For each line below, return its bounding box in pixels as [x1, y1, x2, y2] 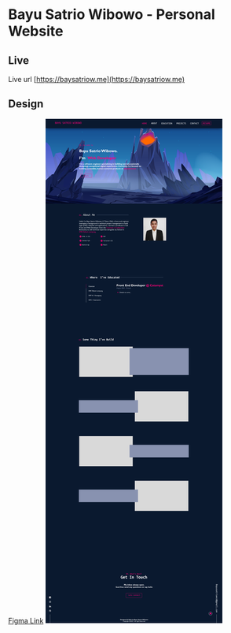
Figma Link [8, 616, 44, 625]
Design [8, 97, 44, 111]
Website [8, 22, 64, 40]
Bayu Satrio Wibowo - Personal [8, 6, 216, 24]
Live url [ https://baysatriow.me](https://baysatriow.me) [8, 75, 185, 84]
